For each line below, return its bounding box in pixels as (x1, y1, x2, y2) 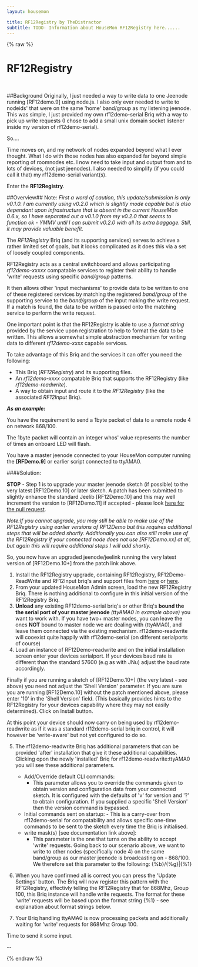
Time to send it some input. (6, 932, 73, 939)
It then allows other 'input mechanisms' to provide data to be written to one (6, 285, 189, 292)
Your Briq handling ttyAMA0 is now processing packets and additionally (15, 915, 189, 922)
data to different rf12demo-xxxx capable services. (6, 339, 128, 347)
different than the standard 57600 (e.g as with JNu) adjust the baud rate (15, 659, 190, 666)
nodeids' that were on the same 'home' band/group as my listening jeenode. (6, 105, 192, 112)
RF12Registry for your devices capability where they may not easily (6, 701, 169, 709)
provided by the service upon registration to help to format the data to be (6, 327, 184, 334)
